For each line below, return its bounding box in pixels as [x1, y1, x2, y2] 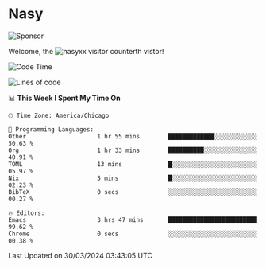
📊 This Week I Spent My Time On [8, 93, 121, 103]
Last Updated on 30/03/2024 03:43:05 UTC [8, 251, 153, 260]
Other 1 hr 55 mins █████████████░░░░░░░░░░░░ [8, 132, 258, 140]
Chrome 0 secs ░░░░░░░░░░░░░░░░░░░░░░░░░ [8, 230, 258, 238]
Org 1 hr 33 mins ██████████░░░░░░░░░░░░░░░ [8, 146, 258, 154]
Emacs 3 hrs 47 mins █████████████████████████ [8, 216, 258, 223]
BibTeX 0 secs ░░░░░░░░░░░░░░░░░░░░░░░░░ [8, 188, 258, 196]
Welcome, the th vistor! [8, 46, 164, 56]
